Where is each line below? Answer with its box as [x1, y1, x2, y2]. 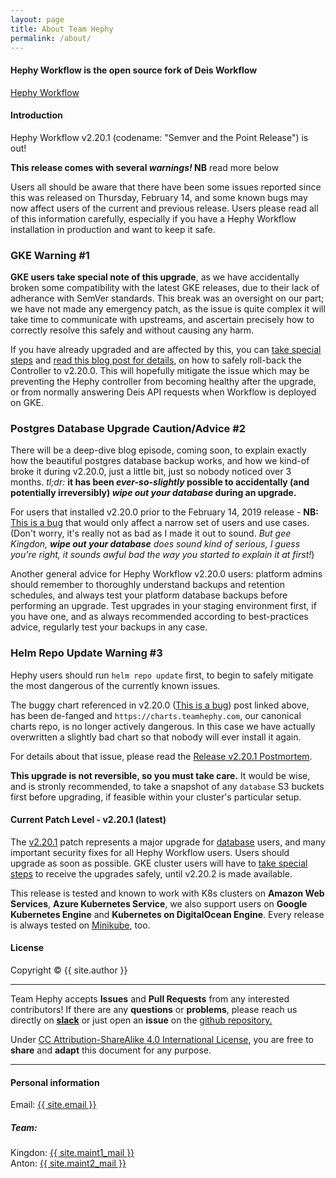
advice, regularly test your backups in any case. [10, 621, 208, 633]
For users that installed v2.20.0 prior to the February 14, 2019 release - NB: [10, 506, 319, 518]
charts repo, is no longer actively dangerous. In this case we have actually [10, 720, 316, 732]
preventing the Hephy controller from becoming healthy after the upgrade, [10, 376, 317, 388]
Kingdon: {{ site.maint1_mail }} [10, 1147, 135, 1159]
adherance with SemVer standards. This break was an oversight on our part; [10, 292, 325, 305]
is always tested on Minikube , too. [10, 919, 151, 931]
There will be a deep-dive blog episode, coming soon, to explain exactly [10, 444, 307, 456]
